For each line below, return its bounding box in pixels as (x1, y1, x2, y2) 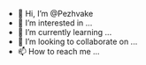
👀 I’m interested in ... (17, 18, 93, 28)
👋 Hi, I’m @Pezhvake (17, 9, 94, 18)
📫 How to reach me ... (17, 47, 100, 56)
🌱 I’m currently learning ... (17, 27, 112, 37)
